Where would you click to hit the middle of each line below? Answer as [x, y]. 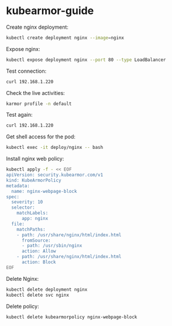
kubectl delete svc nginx [37, 295]
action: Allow [39, 251]
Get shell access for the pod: [41, 137]
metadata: [18, 186]
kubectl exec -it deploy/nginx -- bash [55, 148]
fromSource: [36, 240]
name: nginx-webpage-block [44, 191]
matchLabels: [32, 213]
